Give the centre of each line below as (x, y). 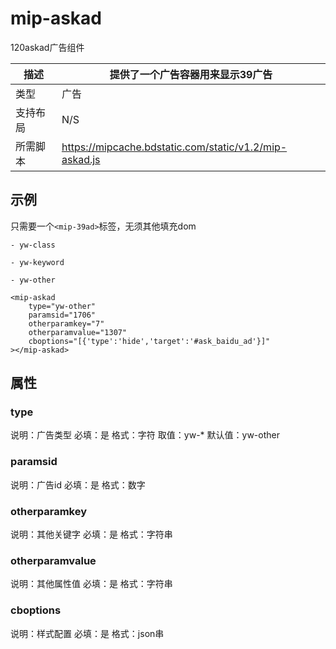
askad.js (81, 159)
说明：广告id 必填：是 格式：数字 (78, 484)
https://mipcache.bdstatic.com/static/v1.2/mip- (174, 147)
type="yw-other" (62, 306)
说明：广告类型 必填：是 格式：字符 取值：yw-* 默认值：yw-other (145, 435)
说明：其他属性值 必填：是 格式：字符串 (91, 584)
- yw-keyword (37, 262)
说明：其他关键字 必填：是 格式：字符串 (91, 534)
